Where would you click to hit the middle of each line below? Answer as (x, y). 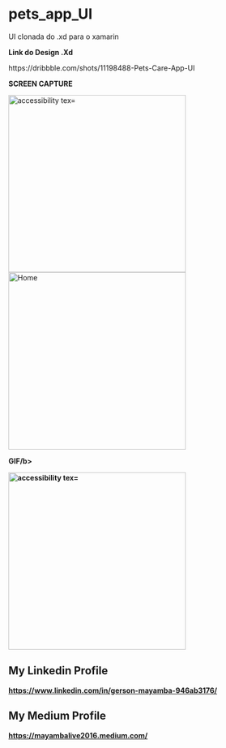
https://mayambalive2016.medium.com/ (78, 735)
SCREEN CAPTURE (41, 83)
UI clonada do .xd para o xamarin (64, 36)
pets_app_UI (51, 14)
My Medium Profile (58, 716)
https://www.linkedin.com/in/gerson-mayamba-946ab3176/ (113, 690)
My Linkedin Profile (58, 671)
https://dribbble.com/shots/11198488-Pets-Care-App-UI (102, 68)
